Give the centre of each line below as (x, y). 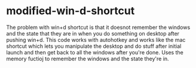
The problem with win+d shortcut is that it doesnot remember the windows (98, 27)
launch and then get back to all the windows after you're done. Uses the (95, 52)
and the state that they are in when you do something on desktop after (93, 33)
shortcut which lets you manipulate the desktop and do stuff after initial (94, 46)
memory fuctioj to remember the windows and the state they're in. (88, 59)
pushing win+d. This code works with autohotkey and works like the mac (96, 40)
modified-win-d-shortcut (71, 11)
